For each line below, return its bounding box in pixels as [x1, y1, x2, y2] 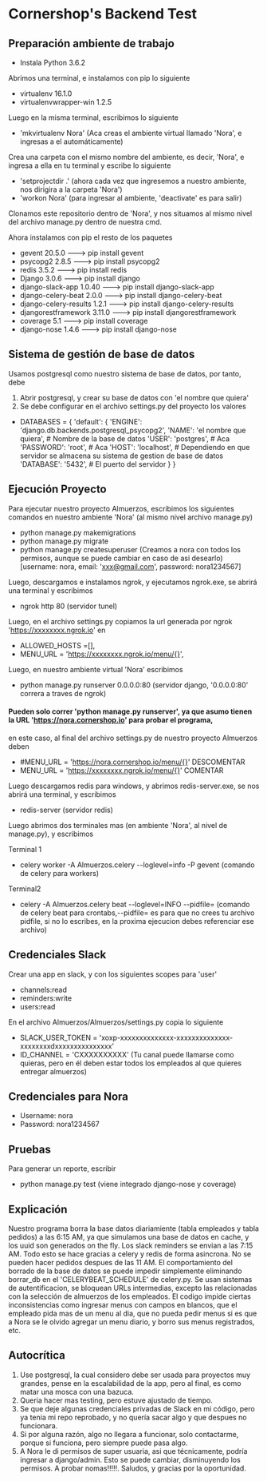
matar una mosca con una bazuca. [19, 1387, 134, 1396]
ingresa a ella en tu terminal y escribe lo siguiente [8, 161, 171, 170]
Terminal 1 [8, 844, 42, 854]
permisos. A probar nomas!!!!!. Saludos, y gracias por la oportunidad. [19, 1463, 247, 1473]
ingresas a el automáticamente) [19, 137, 124, 146]
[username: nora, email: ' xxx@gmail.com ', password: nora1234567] [19, 561, 241, 571]
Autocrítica [8, 1348, 65, 1363]
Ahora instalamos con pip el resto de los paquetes [8, 233, 173, 242]
